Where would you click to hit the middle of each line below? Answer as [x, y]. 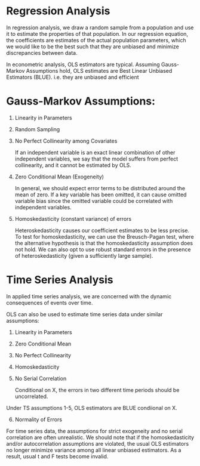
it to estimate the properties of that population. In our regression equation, [97, 33]
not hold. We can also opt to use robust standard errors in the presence [103, 249]
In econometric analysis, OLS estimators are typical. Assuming [83, 64]
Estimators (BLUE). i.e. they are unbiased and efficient [73, 77]
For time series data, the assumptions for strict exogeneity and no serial [95, 431]
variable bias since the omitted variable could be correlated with [94, 200]
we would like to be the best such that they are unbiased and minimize [93, 47]
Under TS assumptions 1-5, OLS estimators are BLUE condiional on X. [92, 408]
